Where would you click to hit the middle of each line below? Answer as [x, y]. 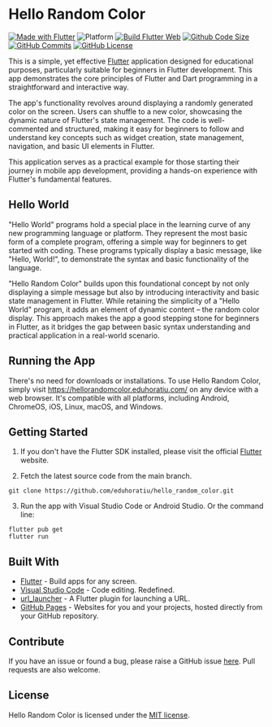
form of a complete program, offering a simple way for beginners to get [128, 242]
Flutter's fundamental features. [60, 179]
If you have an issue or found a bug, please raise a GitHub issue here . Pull [132, 661]
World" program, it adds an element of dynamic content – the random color [134, 309]
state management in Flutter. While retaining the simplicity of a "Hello [124, 300]
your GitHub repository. [59, 616]
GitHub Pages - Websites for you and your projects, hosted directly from [141, 607]
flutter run [28, 537]
